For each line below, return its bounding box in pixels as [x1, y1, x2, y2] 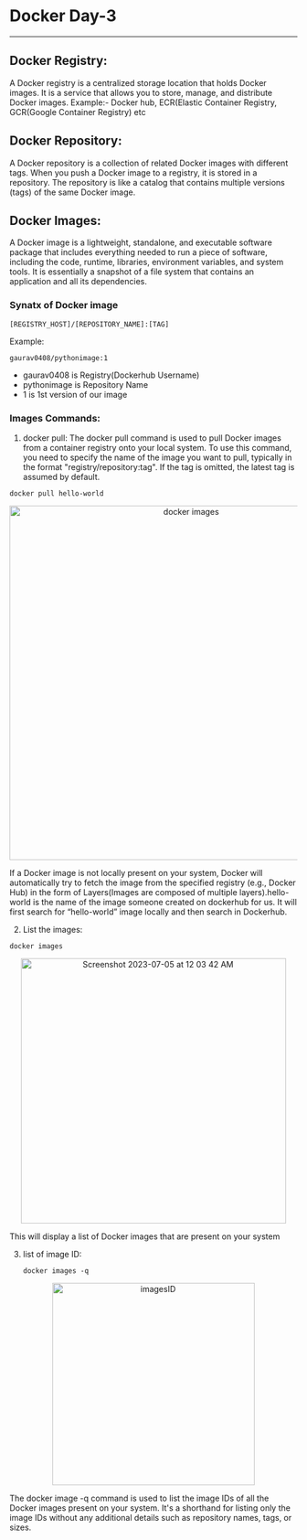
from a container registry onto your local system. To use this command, [22, 442, 292, 453]
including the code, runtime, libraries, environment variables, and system [9, 257, 284, 268]
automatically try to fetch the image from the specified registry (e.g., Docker [9, 877, 297, 888]
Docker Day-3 [9, 5, 117, 27]
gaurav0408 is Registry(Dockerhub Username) [22, 369, 200, 380]
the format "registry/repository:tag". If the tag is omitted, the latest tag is [22, 461, 295, 472]
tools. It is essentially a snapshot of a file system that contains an [9, 266, 254, 277]
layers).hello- [238, 886, 290, 897]
